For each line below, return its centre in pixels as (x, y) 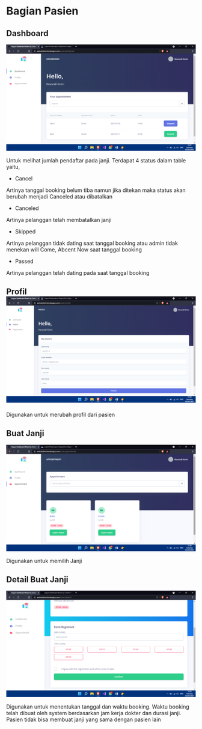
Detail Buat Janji (37, 580)
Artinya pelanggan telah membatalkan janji (59, 220)
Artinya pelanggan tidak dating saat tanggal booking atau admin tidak (92, 243)
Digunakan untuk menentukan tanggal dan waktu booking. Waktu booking (98, 707)
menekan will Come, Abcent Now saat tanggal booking (74, 250)
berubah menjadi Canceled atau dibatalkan (60, 196)
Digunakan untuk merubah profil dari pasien (61, 414)
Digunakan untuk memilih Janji (44, 561)
